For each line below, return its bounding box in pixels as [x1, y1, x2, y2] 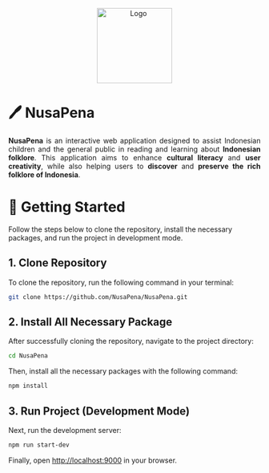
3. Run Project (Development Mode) [8, 404, 191, 418]
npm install [8, 382, 48, 390]
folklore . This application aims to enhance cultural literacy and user [8, 152, 262, 162]
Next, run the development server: [8, 425, 122, 435]
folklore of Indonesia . [8, 169, 81, 180]
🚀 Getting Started [8, 198, 126, 216]
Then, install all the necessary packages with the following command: [8, 366, 239, 376]
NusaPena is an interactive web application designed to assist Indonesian [8, 135, 261, 145]
